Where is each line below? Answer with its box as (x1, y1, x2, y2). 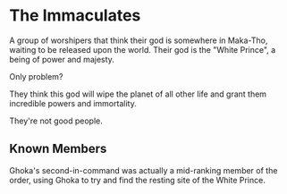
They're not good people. (9, 115, 103, 126)
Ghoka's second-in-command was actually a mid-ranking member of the (9, 164, 278, 175)
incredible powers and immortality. (9, 97, 137, 108)
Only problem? (9, 71, 63, 81)
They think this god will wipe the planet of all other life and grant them (9, 89, 266, 99)
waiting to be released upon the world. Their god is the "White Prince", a (9, 44, 276, 55)
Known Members (9, 141, 107, 156)
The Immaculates (9, 5, 141, 26)
